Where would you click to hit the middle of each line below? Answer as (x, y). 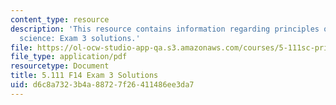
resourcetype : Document (60, 66)
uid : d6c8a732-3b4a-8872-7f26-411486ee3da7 (102, 85)
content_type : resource (60, 19)
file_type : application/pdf (69, 57)
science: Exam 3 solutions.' (80, 38)
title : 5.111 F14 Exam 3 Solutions (84, 76)
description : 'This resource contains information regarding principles (165, 29)
